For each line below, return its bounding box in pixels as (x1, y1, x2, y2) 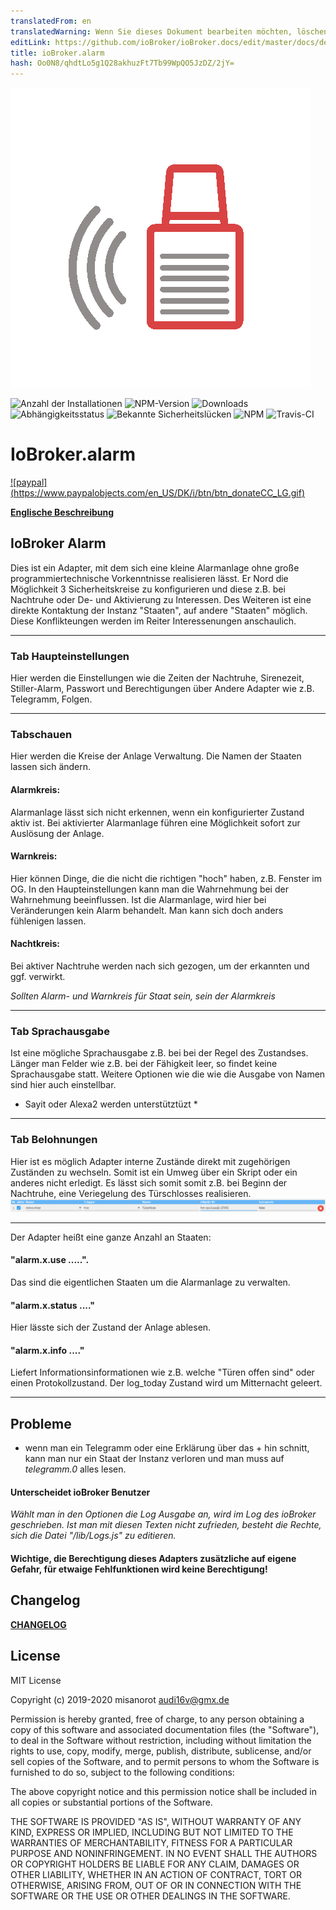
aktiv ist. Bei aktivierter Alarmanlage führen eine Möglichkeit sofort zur (10, 816, 301, 829)
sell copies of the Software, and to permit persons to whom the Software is (10, 1755, 320, 1767)
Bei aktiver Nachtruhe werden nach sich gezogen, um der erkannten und (10, 960, 310, 972)
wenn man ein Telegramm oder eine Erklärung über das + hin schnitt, (24, 1442, 310, 1454)
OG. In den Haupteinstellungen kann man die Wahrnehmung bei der (10, 883, 289, 895)
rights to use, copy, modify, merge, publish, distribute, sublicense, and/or (10, 1745, 312, 1757)
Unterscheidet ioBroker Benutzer (10, 1486, 151, 1498)
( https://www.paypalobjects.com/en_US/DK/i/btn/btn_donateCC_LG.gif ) (10, 487, 305, 499)
